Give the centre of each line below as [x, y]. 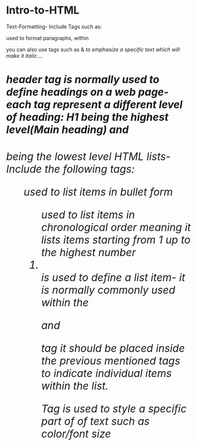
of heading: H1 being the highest [87, 117]
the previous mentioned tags [111, 361]
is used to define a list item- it [113, 278]
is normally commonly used [108, 290]
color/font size [76, 434]
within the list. [75, 386]
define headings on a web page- [88, 92]
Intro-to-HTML [43, 10]
